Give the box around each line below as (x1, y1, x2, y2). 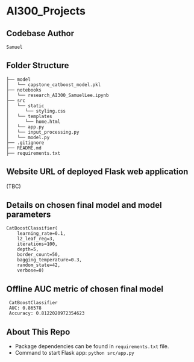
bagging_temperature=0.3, (17, 257, 83, 263)
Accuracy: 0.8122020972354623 (8, 310, 85, 317)
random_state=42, (17, 262, 61, 269)
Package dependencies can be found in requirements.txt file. (14, 343, 169, 350)
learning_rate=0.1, (17, 231, 66, 237)
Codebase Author (6, 28, 75, 39)
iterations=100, (17, 241, 58, 248)
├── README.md (6, 145, 42, 151)
